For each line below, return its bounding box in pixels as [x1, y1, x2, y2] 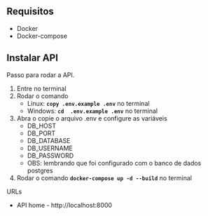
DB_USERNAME [27, 144, 73, 152]
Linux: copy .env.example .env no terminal [27, 99, 150, 107]
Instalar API [6, 52, 59, 64]
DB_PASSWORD [27, 151, 74, 160]
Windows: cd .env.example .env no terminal [27, 107, 158, 115]
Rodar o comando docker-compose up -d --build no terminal [16, 173, 192, 182]
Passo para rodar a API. [6, 70, 75, 79]
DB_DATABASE [27, 136, 71, 144]
